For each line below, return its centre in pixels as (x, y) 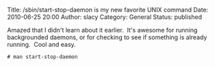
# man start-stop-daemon (42, 57)
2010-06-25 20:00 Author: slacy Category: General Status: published (105, 17)
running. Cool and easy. (42, 44)
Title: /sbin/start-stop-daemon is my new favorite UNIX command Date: (108, 10)
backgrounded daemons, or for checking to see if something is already (107, 37)
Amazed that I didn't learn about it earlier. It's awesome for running (102, 30)
